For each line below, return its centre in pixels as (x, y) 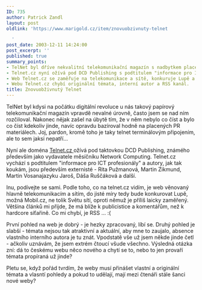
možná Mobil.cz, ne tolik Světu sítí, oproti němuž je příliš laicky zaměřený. (97, 200)
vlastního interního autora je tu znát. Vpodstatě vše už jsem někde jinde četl (100, 237)
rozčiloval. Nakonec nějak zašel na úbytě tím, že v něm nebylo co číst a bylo (100, 119)
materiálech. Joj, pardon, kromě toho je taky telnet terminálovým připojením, (101, 132)
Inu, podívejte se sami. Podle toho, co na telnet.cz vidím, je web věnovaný (98, 187)
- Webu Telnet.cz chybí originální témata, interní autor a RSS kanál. (98, 84)
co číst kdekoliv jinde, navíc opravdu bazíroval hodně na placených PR (93, 126)
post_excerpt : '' (28, 51)
